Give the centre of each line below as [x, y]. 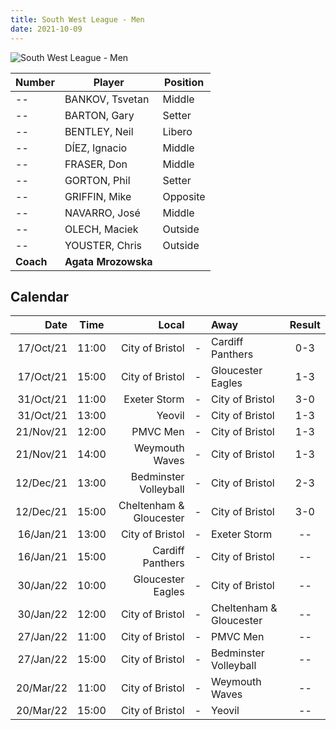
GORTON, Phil [97, 180]
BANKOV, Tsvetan [107, 99]
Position [184, 82]
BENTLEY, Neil [99, 131]
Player [109, 82]
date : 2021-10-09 [46, 29]
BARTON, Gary [99, 115]
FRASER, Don [96, 164]
